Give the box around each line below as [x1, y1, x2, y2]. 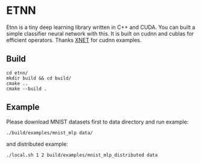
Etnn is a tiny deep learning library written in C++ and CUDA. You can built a [6, 24, 196, 31]
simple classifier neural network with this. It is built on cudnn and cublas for [6, 30, 194, 37]
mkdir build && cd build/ [6, 75, 71, 81]
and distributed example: [6, 140, 68, 148]
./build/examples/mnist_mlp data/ [6, 130, 94, 136]
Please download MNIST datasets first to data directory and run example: [6, 118, 189, 125]
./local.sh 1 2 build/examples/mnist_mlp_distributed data [6, 152, 158, 158]
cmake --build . [6, 86, 47, 92]
